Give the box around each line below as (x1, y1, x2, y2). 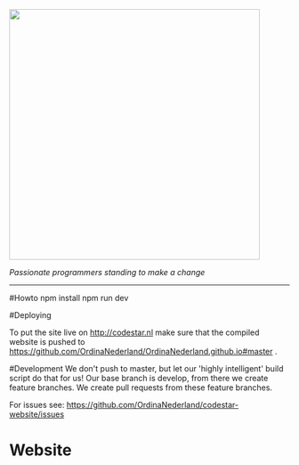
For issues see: (9, 400, 65, 410)
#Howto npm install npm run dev (9, 293, 129, 303)
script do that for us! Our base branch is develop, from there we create (9, 373, 269, 383)
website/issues (9, 409, 65, 420)
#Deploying (9, 310, 52, 320)
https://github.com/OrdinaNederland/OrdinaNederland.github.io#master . (9, 347, 278, 356)
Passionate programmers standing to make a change (9, 267, 206, 277)
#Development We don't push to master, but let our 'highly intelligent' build (9, 363, 284, 373)
